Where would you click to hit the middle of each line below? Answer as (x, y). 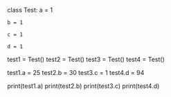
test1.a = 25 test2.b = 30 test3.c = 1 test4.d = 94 (76, 73)
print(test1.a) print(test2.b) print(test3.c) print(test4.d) (83, 86)
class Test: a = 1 (30, 10)
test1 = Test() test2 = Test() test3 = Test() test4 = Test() (86, 59)
